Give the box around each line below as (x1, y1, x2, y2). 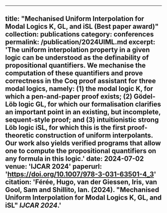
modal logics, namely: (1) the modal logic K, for (5, 85, 153, 93)
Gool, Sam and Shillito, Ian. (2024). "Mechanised (5, 186, 160, 194)
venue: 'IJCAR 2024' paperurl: (5, 162, 102, 171)
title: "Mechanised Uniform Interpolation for (5, 14, 144, 23)
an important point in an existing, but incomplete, (5, 108, 161, 116)
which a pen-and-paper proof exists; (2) (5, 93, 133, 101)
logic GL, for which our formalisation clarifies (18, 100, 162, 108)
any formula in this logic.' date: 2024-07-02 (5, 155, 144, 163)
